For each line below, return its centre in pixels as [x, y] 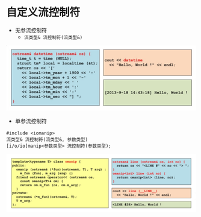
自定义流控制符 [43, 12]
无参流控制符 [31, 30]
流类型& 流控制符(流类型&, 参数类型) [47, 140]
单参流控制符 [31, 121]
